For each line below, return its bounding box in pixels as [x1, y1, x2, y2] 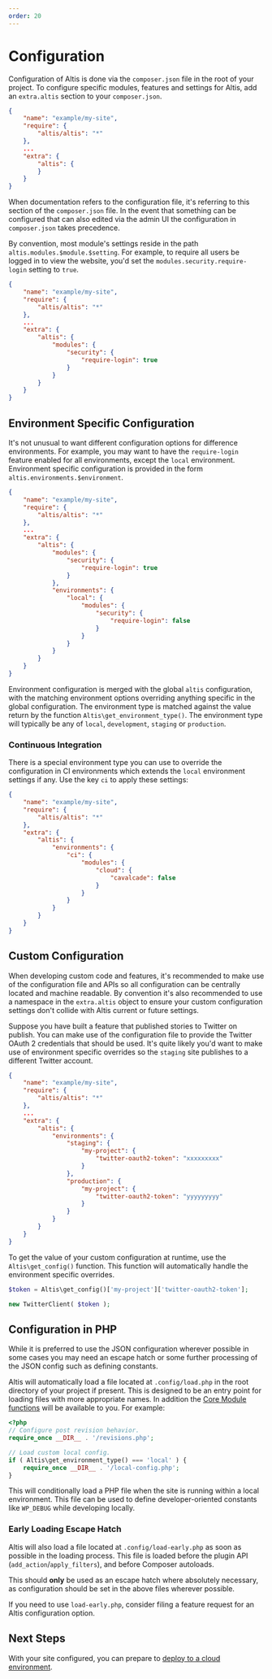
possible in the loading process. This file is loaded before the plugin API [8, 1551, 248, 1560]
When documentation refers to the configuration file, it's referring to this [8, 197, 250, 207]
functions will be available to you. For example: [8, 1403, 166, 1413]
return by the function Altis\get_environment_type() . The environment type [8, 710, 263, 720]
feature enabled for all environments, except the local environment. [8, 455, 235, 464]
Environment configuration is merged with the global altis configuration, [8, 684, 253, 694]
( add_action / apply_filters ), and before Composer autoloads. [8, 1559, 214, 1569]
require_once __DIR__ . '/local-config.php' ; [23, 1464, 180, 1472]
